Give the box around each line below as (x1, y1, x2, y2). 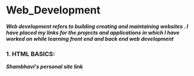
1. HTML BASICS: (6, 50, 56, 58)
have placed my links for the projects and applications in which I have (6, 29, 180, 36)
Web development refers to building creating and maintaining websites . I (6, 23, 189, 30)
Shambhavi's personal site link (6, 63, 84, 70)
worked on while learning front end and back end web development (6, 35, 174, 42)
